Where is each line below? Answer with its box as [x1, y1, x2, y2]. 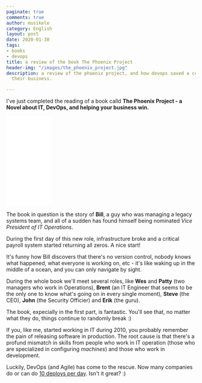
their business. [11, 76, 52, 82]
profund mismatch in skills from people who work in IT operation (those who [6, 339, 195, 346]
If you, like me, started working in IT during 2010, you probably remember [6, 327, 189, 334]
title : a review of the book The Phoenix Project [6, 59, 133, 65]
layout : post [6, 31, 39, 37]
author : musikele [6, 20, 50, 26]
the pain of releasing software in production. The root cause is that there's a [6, 333, 195, 340]
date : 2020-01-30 [6, 37, 50, 43]
